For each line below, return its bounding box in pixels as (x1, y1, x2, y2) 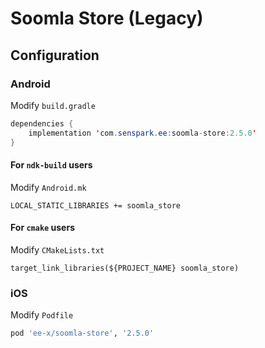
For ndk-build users (10, 159, 93, 171)
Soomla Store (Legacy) (10, 7, 204, 30)
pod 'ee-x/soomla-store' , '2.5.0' (10, 328, 155, 339)
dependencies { (10, 118, 74, 129)
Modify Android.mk (10, 181, 87, 193)
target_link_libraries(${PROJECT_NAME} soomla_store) (10, 263, 240, 273)
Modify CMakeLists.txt (10, 243, 105, 256)
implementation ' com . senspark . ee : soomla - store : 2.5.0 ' (28, 128, 257, 138)
